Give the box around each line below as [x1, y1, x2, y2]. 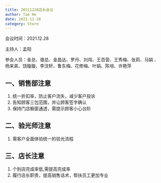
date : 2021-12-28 [5, 16, 41, 21]
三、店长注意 [5, 152, 45, 160]
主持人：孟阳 [5, 46, 31, 52]
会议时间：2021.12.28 [5, 35, 49, 41]
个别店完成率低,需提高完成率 [12, 166, 71, 172]
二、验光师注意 [5, 122, 51, 130]
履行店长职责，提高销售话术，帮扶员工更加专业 [12, 172, 108, 178]
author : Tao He [5, 12, 37, 17]
